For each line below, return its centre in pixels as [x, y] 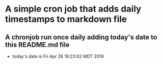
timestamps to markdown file [66, 19]
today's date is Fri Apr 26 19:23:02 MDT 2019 [58, 56]
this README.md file [37, 45]
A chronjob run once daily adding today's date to [81, 37]
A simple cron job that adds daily [73, 9]
